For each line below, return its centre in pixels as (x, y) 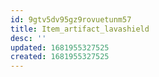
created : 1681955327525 (60, 57)
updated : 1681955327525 (60, 47)
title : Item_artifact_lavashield (80, 29)
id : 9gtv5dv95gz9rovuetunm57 (71, 19)
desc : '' (28, 38)
